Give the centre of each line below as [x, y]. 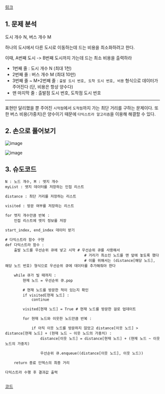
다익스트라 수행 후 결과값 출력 [31, 372]
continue [40, 300]
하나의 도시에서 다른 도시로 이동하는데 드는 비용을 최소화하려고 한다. [70, 47]
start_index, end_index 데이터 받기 [40, 230]
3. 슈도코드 [21, 169]
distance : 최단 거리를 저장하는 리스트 [41, 197]
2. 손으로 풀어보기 [30, 131]
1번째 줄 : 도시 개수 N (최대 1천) [42, 68]
